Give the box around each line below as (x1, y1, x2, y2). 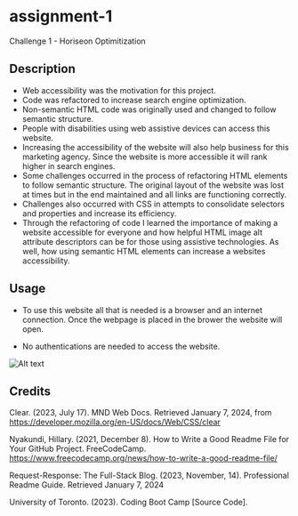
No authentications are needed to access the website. (21, 341, 221, 351)
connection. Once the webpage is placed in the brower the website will (21, 314, 283, 325)
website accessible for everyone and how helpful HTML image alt (21, 227, 263, 238)
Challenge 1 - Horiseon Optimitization (9, 36, 147, 46)
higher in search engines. (21, 160, 116, 171)
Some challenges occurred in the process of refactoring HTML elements (21, 170, 288, 181)
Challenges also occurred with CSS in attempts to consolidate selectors (21, 198, 285, 209)
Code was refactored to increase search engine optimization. (21, 94, 246, 105)
